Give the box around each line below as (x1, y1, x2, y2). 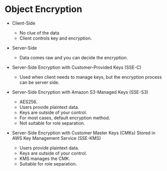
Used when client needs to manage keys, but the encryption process (19, 74, 162, 80)
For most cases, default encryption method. (19, 114, 110, 121)
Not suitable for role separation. (19, 120, 85, 126)
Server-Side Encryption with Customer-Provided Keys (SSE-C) (12, 64, 141, 70)
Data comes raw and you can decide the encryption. (19, 54, 128, 61)
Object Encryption (5, 4, 82, 15)
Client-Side (12, 20, 36, 26)
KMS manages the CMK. (19, 155, 71, 161)
